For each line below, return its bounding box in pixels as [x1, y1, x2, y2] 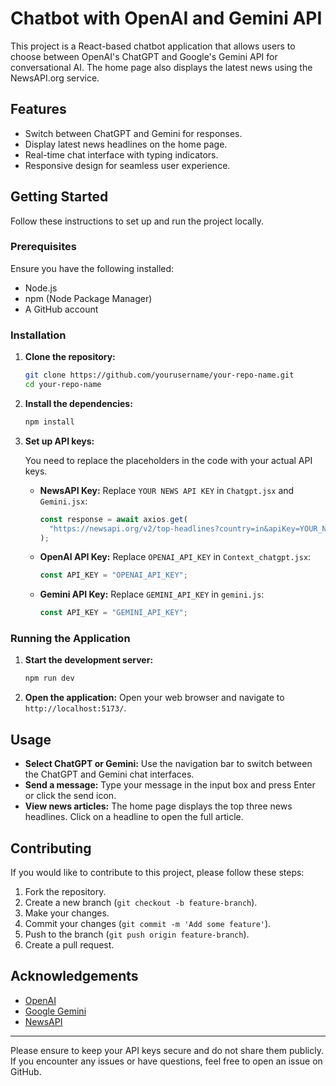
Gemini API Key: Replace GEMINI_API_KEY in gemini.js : [39, 588, 265, 601]
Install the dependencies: [24, 397, 133, 409]
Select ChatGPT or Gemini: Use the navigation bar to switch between [24, 758, 313, 770]
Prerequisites [10, 240, 77, 254]
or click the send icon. [24, 790, 117, 802]
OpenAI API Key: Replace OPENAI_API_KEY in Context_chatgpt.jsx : [39, 551, 312, 563]
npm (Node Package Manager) [24, 292, 153, 304]
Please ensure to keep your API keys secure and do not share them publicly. [10, 1044, 324, 1056]
